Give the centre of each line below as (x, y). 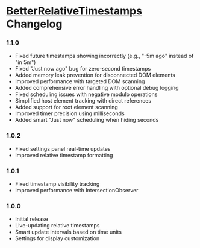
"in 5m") (25, 62)
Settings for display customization (57, 238)
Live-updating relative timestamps (57, 226)
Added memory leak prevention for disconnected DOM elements (95, 75)
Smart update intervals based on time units (68, 232)
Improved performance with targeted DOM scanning (80, 81)
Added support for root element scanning (67, 107)
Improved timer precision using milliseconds (70, 113)
